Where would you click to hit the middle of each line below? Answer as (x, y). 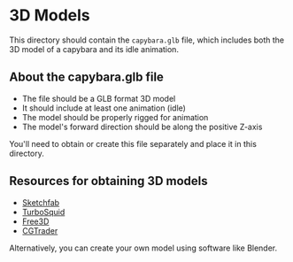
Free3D (35, 221)
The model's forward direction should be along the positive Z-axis (142, 127)
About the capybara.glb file (86, 77)
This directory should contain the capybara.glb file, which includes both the (147, 40)
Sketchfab (41, 202)
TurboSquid (43, 212)
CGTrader (40, 230)
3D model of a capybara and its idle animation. (94, 49)
